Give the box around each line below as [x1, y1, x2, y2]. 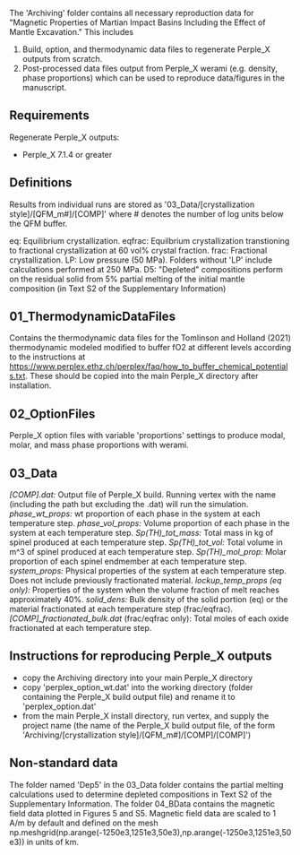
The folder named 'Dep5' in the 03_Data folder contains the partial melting [9, 779, 284, 790]
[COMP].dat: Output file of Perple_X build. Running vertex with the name [9, 489, 276, 500]
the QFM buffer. [9, 218, 68, 229]
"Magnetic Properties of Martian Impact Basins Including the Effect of [9, 17, 266, 28]
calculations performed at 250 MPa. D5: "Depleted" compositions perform [9, 263, 284, 274]
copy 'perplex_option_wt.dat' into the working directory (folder [21, 681, 253, 693]
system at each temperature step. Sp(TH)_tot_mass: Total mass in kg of [9, 528, 274, 539]
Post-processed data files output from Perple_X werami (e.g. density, [21, 63, 278, 73]
